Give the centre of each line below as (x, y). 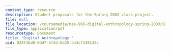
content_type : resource (31, 10)
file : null (17, 19)
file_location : (21, 24)
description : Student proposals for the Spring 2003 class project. (79, 15)
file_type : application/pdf (35, 29)
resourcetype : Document (31, 33)
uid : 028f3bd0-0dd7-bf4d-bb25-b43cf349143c (52, 43)
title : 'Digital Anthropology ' (39, 38)
